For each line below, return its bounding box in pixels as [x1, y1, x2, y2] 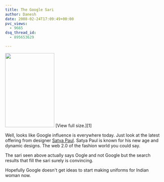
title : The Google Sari [5, 7, 54, 12]
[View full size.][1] [55, 122, 92, 129]
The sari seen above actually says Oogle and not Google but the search [5, 152, 151, 158]
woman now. [5, 172, 31, 178]
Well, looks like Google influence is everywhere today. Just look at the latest [5, 132, 160, 138]
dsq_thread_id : [5, 30, 37, 35]
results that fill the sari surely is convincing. [5, 157, 93, 163]
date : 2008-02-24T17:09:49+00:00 [5, 16, 74, 21]
